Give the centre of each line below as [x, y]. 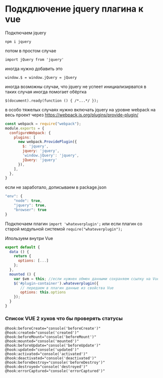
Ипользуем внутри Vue [29, 238]
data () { [19, 252]
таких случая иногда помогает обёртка [46, 91]
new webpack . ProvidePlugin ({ [47, 142]
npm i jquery [18, 42]
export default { [23, 247]
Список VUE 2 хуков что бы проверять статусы [64, 318]
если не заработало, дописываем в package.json [56, 187]
